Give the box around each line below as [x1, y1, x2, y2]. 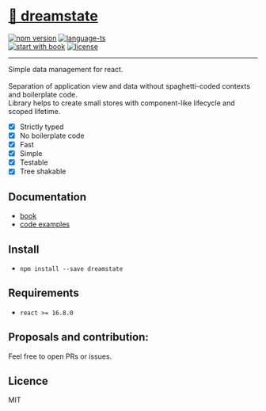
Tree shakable [19, 166, 66, 177]
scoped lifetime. [8, 106, 61, 116]
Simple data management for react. [8, 64, 123, 74]
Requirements [8, 287, 79, 300]
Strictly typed [19, 122, 65, 131]
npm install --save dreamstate [19, 264, 123, 272]
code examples [19, 219, 70, 229]
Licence [8, 374, 49, 387]
